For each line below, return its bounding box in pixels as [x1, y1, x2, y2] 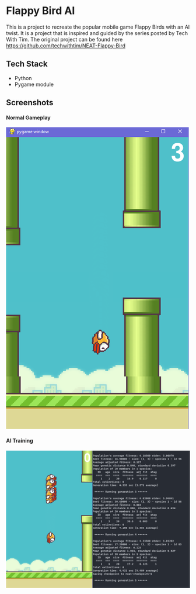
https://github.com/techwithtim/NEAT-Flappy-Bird [6, 42, 125, 49]
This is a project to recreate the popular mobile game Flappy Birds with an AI [6, 23, 190, 30]
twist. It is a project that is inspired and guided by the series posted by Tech [6, 29, 188, 36]
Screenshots [6, 98, 54, 108]
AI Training [6, 437, 33, 444]
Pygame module [14, 81, 54, 88]
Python [14, 74, 32, 81]
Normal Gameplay [6, 114, 51, 121]
